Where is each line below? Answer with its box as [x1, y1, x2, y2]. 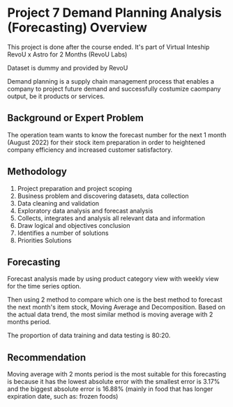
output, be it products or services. [7, 92, 105, 100]
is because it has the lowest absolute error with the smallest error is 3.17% [7, 378, 220, 386]
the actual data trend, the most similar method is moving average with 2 [7, 310, 213, 318]
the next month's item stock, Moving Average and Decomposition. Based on [7, 303, 225, 312]
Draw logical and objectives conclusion [17, 221, 130, 229]
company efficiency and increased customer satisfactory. [7, 145, 173, 154]
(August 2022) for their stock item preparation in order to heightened [7, 138, 206, 146]
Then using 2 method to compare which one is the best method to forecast [7, 295, 223, 304]
